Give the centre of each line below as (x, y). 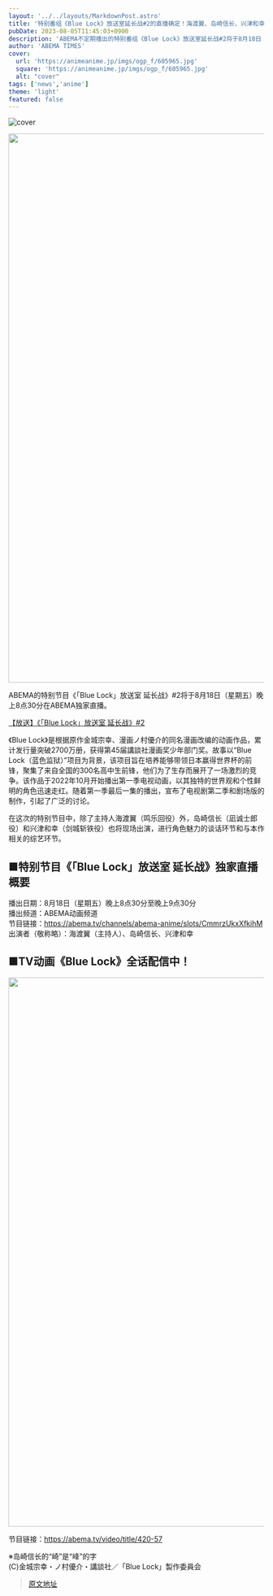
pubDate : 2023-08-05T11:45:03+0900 (69, 31)
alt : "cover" (38, 76)
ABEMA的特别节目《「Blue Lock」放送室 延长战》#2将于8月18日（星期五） (132, 696)
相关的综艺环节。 (37, 839)
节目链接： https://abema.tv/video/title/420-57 (85, 1539)
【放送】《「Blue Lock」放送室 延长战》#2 (77, 723)
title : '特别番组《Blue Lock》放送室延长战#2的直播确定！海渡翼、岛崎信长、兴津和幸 (137, 24)
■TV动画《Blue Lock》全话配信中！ (100, 962)
